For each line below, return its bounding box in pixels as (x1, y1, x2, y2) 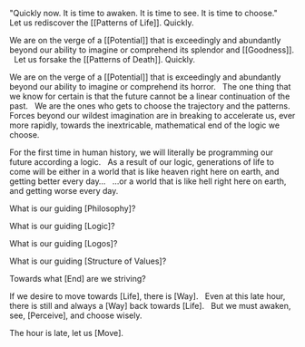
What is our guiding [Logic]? (9, 221, 115, 231)
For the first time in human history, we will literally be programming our (9, 147, 274, 158)
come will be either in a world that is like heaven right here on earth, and (9, 167, 280, 177)
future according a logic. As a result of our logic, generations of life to (9, 157, 275, 167)
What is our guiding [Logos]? (9, 238, 118, 248)
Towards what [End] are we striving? (9, 274, 147, 284)
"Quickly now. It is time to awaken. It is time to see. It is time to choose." (9, 8, 279, 18)
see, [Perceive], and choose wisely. (9, 310, 143, 321)
